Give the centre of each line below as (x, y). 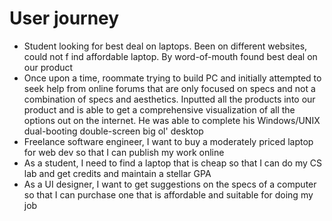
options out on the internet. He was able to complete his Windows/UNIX (172, 120)
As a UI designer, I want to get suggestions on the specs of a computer (170, 184)
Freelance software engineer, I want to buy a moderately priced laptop (168, 141)
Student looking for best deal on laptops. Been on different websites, (165, 46)
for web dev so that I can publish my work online (124, 152)
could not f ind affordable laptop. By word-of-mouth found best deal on (170, 56)
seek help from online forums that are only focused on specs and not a (169, 88)
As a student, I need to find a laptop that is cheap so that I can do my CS (173, 163)
